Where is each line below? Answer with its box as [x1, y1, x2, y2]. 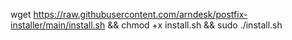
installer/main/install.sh [10, 19, 106, 31]
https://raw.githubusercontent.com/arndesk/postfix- [33, 9, 248, 20]
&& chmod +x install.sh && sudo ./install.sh [107, 19, 283, 31]
